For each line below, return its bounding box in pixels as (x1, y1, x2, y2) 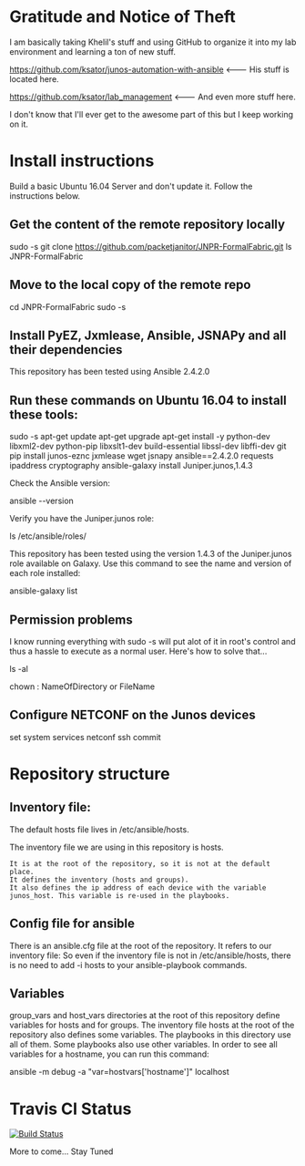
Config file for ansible (9, 916, 135, 932)
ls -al (9, 663, 29, 674)
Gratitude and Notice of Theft (9, 6, 236, 27)
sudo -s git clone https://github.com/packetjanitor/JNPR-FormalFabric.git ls (9, 241, 292, 252)
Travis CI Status (9, 1099, 132, 1119)
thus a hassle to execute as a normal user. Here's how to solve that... (9, 645, 268, 656)
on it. (9, 119, 29, 129)
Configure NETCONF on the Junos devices (9, 707, 257, 723)
